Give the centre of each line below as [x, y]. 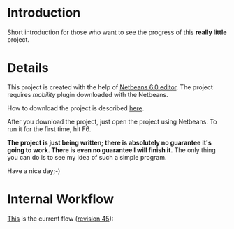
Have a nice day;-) [34, 171]
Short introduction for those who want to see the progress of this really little [117, 32]
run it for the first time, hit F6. [49, 129]
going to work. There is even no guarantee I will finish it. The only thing [112, 150]
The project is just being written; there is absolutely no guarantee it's [109, 142]
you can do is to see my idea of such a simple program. [87, 157]
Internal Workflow [60, 199]
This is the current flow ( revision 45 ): [60, 219]
